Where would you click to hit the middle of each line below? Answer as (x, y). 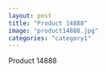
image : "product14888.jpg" (53, 30)
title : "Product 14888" (48, 23)
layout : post (30, 16)
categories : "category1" (50, 38)
